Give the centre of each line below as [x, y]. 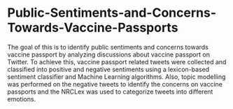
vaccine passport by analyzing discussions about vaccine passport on [108, 54]
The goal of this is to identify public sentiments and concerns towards [108, 47]
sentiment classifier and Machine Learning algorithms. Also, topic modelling [116, 77]
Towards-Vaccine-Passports [93, 28]
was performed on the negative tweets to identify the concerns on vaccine [115, 84]
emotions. [22, 99]
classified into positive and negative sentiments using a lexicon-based [108, 69]
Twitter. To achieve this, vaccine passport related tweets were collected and [117, 61]
